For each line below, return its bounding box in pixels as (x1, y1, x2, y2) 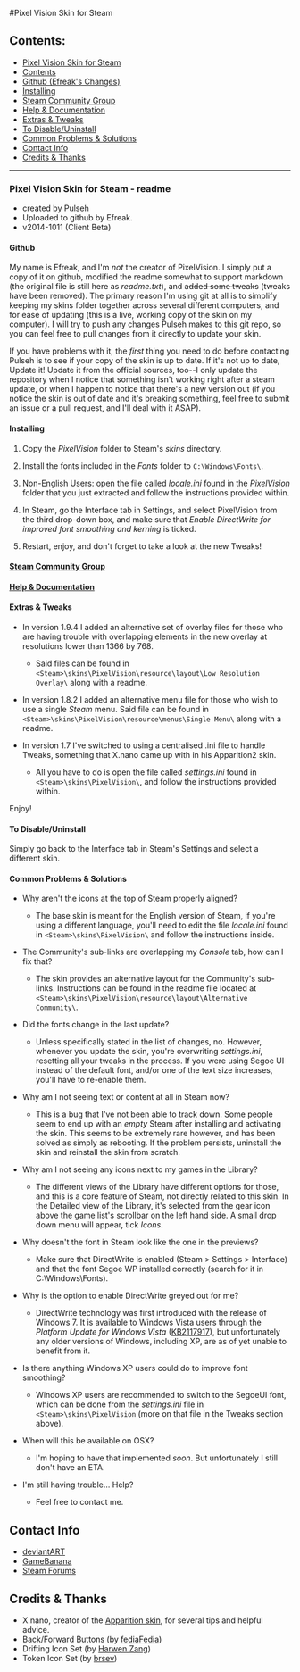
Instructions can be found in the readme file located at (56, 983, 257, 994)
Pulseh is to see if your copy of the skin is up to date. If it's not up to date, (9, 355, 280, 366)
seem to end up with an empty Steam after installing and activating (35, 1119, 281, 1129)
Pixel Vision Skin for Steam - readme (9, 182, 171, 195)
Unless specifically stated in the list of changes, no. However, (35, 1036, 262, 1047)
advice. (21, 1624, 50, 1635)
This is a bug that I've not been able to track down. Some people (35, 1109, 274, 1119)
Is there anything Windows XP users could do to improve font (21, 1363, 248, 1374)
